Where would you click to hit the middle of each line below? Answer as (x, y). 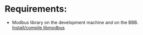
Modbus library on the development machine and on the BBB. (75, 22)
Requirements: (36, 9)
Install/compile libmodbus (38, 27)
